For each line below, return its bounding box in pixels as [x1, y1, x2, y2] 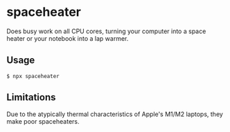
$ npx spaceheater [6, 73, 60, 79]
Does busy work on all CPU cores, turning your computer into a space [6, 27, 206, 35]
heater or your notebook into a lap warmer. [6, 34, 129, 42]
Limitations [6, 91, 56, 104]
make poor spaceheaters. [6, 117, 80, 125]
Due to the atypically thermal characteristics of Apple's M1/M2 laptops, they [6, 110, 223, 118]
